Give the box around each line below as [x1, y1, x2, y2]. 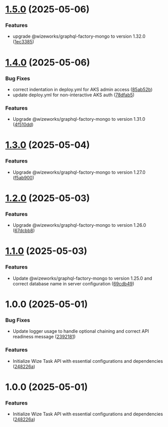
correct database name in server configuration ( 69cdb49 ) [12, 280, 134, 286]
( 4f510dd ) [12, 121, 34, 128]
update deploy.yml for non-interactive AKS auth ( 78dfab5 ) [12, 92, 135, 98]
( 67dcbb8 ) [12, 228, 35, 234]
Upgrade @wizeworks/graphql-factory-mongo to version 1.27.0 [12, 169, 146, 175]
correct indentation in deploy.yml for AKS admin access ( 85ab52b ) [12, 86, 153, 92]
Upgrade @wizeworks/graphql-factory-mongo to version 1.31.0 [12, 116, 146, 122]
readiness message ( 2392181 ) [12, 334, 76, 340]
